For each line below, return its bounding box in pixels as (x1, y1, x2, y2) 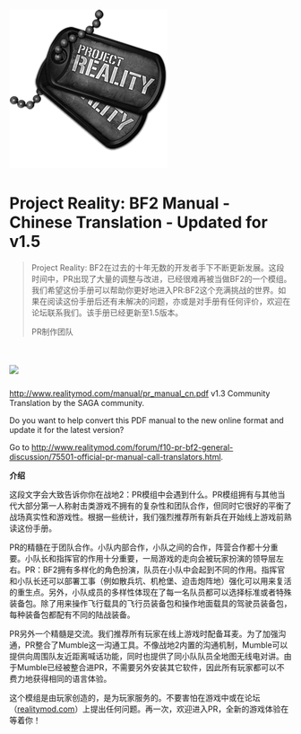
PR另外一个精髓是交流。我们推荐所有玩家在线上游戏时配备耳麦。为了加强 (9, 629, 279, 640)
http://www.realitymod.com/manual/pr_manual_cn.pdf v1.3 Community (9, 388, 271, 399)
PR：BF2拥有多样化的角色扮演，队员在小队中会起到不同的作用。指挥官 (24, 564, 285, 575)
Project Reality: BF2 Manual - (9, 193, 230, 214)
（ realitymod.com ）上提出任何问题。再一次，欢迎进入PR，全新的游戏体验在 (9, 703, 289, 714)
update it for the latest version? (9, 425, 125, 436)
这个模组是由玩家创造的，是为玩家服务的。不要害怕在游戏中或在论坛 (9, 693, 261, 703)
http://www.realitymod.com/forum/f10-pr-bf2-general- (30, 442, 234, 453)
